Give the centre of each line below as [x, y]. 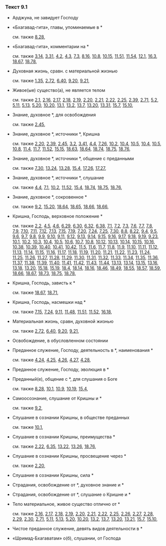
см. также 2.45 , [29, 125]
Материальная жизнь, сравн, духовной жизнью [63, 322]
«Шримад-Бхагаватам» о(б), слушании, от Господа [67, 538]
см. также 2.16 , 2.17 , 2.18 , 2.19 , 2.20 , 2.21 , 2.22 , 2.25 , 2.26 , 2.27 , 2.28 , [83, 514]
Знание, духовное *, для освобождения [54, 115]
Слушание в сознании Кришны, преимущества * [64, 437]
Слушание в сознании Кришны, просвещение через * [69, 456]
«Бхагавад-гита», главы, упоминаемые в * [57, 27]
